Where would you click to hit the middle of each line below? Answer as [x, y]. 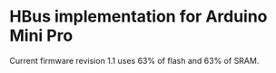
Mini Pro [41, 36]
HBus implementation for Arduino [138, 17]
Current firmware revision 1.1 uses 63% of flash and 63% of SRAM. [134, 60]
